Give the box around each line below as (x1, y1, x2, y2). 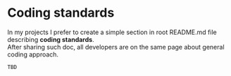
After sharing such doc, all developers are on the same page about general (7, 43, 225, 51)
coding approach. (7, 50, 58, 59)
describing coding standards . (7, 35, 94, 43)
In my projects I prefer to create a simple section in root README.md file (7, 28, 217, 36)
